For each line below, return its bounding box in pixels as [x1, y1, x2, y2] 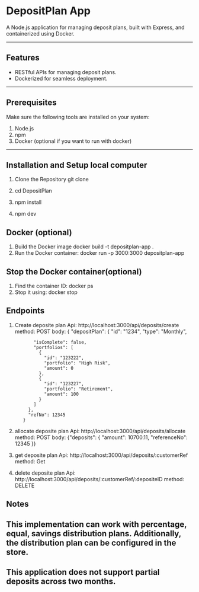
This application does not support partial [6, 567, 160, 577]
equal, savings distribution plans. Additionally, [6, 529, 182, 539]
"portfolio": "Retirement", [44, 386, 114, 392]
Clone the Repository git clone [14, 176, 89, 183]
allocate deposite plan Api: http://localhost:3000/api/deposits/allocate [14, 427, 186, 434]
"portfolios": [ [33, 344, 74, 350]
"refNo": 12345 [28, 412, 66, 418]
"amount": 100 [44, 391, 79, 397]
